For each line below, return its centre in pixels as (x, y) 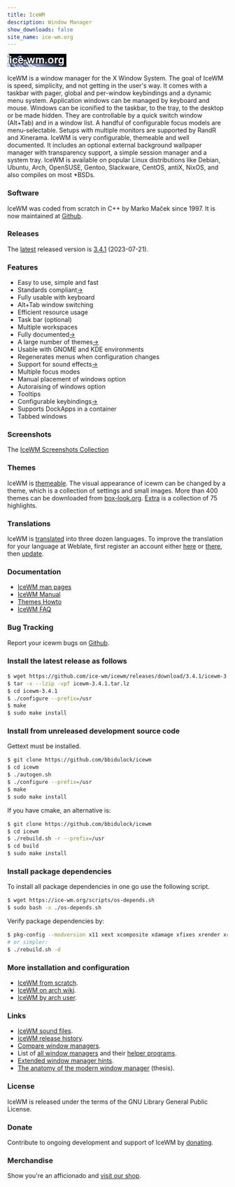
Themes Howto (39, 602)
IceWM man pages (44, 587)
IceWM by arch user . (47, 998)
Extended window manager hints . (65, 1061)
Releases (23, 234)
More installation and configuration (69, 967)
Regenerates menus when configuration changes (88, 357)
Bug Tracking (30, 628)
